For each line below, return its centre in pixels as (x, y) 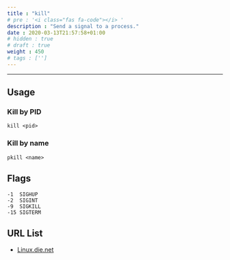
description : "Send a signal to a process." (73, 26)
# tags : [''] (27, 58)
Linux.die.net (35, 250)
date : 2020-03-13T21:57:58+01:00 (56, 33)
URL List (25, 233)
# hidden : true (30, 39)
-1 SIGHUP (23, 194)
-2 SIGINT (23, 200)
